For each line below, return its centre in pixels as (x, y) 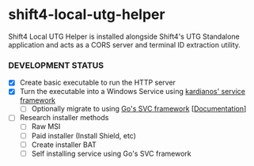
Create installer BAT (64, 145)
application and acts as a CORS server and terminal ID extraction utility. (125, 44)
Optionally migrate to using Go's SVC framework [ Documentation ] (139, 109)
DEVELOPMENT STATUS (56, 65)
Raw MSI (46, 126)
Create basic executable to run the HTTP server (98, 83)
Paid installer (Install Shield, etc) (84, 135)
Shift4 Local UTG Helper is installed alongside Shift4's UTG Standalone (124, 36)
